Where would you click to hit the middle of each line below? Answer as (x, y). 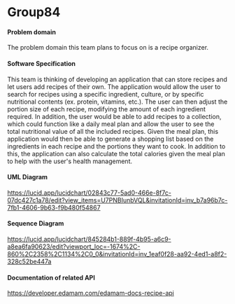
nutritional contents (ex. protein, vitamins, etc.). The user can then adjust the (117, 102)
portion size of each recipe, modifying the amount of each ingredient (107, 109)
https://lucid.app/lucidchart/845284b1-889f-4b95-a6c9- (89, 239)
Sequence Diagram (36, 223)
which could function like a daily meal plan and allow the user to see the (111, 124)
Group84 (34, 12)
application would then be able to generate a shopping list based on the (111, 139)
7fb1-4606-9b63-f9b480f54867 (54, 207)
